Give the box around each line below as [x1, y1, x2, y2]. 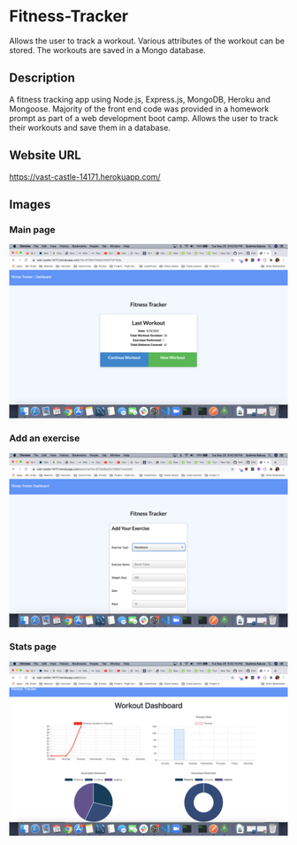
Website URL [9, 148, 81, 163]
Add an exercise [9, 432, 80, 444]
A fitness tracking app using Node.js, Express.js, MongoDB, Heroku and [9, 94, 271, 104]
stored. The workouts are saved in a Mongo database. [9, 44, 206, 55]
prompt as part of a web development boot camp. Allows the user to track [9, 112, 278, 123]
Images [9, 196, 51, 211]
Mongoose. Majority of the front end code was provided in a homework [9, 104, 270, 114]
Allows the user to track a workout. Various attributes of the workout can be [9, 35, 286, 46]
